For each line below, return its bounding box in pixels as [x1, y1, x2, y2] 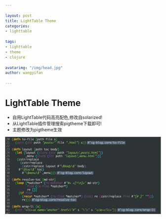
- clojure [5, 55, 26, 60]
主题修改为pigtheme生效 [12, 126, 62, 133]
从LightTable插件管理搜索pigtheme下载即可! [12, 120, 102, 126]
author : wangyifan [5, 71, 43, 75]
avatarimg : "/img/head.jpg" [5, 65, 63, 70]
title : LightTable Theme [5, 18, 56, 23]
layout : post [5, 13, 32, 18]
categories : [5, 24, 30, 29]
